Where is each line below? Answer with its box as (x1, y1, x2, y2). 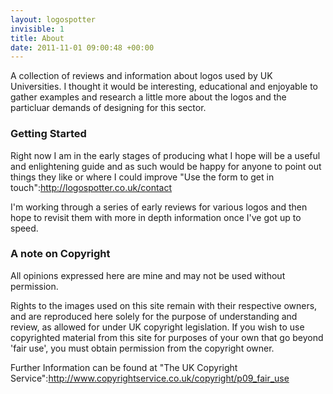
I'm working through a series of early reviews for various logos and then (10, 201, 308, 213)
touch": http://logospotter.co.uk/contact (10, 181, 173, 193)
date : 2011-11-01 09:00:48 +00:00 (10, 42, 155, 53)
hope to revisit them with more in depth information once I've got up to (10, 211, 302, 223)
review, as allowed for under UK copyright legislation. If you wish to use (10, 321, 305, 333)
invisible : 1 (10, 24, 65, 34)
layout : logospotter (10, 14, 97, 25)
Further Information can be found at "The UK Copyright (10, 361, 238, 373)
